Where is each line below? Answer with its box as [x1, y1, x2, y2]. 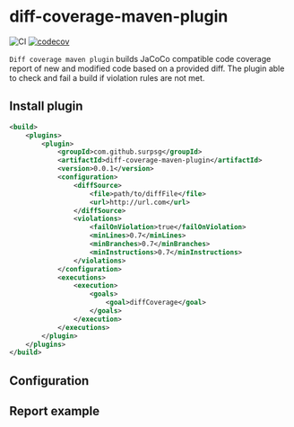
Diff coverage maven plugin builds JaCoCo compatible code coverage [9, 53, 272, 64]
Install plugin [9, 99, 83, 114]
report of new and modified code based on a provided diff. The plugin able [9, 63, 285, 74]
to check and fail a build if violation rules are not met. [9, 72, 205, 83]
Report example [9, 404, 100, 419]
